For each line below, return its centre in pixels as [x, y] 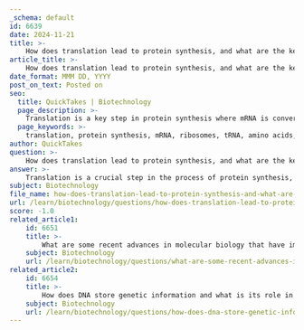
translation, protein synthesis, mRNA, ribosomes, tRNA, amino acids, [161, 136]
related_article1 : [44, 219]
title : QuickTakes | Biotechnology [85, 102]
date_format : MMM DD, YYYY [60, 77]
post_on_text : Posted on [56, 85]
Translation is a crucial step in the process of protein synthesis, [160, 177]
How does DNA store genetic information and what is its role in [168, 295]
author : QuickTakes [46, 144]
